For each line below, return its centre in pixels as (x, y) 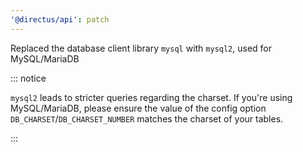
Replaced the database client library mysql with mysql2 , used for (141, 48)
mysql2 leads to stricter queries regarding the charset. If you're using (151, 97)
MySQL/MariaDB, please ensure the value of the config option (138, 108)
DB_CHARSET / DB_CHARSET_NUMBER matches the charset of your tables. (147, 118)
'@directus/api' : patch (60, 19)
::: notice (28, 78)
